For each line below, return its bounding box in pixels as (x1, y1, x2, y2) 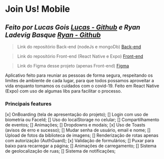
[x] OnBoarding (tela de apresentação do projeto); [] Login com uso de (5, 112, 149, 118)
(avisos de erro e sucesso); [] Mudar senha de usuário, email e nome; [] (5, 127, 151, 133)
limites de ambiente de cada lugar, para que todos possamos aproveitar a (5, 78, 154, 83)
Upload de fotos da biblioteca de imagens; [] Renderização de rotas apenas (5, 132, 159, 138)
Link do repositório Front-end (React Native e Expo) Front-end (17, 53, 144, 59)
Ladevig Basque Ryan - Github (5, 31, 101, 39)
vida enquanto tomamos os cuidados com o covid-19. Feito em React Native (5, 83, 160, 89)
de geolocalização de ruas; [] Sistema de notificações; (5, 148, 116, 154)
